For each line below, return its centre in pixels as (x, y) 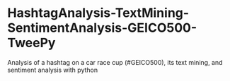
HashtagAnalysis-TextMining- (98, 13)
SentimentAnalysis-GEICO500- (102, 28)
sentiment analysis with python (52, 70)
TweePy (31, 43)
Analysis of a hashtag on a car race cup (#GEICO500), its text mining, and (115, 62)
